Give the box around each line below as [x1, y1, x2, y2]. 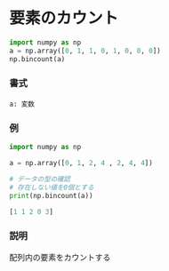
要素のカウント [9, 8, 119, 28]
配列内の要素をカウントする [9, 251, 111, 262]
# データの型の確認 [9, 174, 71, 183]
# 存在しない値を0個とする [9, 183, 94, 192]
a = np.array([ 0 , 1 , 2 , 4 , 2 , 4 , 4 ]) [9, 159, 153, 168]
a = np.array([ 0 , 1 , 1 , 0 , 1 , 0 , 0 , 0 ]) [9, 46, 162, 55]
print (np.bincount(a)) [9, 191, 93, 200]
